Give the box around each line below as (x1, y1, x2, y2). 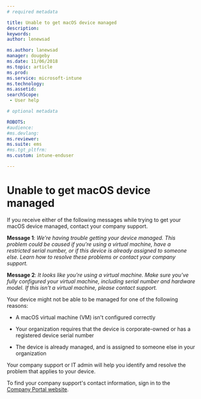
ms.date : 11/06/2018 (7, 58, 59, 64)
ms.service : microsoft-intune (7, 75, 83, 81)
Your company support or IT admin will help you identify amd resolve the (7, 361, 186, 368)
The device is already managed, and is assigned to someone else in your (15, 343, 196, 350)
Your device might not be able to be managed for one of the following (7, 295, 178, 303)
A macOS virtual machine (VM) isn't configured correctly (15, 313, 156, 321)
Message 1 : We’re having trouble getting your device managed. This (7, 234, 176, 241)
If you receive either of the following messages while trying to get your (7, 216, 181, 223)
